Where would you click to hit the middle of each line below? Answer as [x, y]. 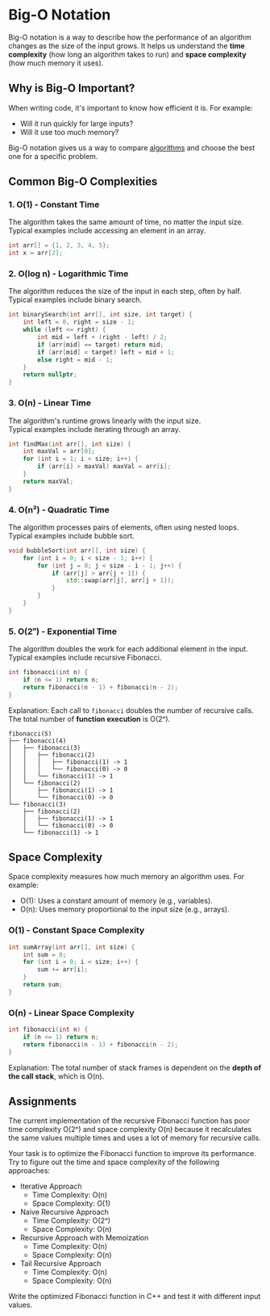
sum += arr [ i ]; [63, 970]
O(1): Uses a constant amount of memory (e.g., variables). [116, 901]
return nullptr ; [50, 375]
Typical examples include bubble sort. [71, 535]
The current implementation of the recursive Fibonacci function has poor [129, 1121]
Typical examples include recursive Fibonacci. [85, 658]
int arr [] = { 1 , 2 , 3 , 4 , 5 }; [59, 245]
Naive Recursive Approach [64, 1212]
